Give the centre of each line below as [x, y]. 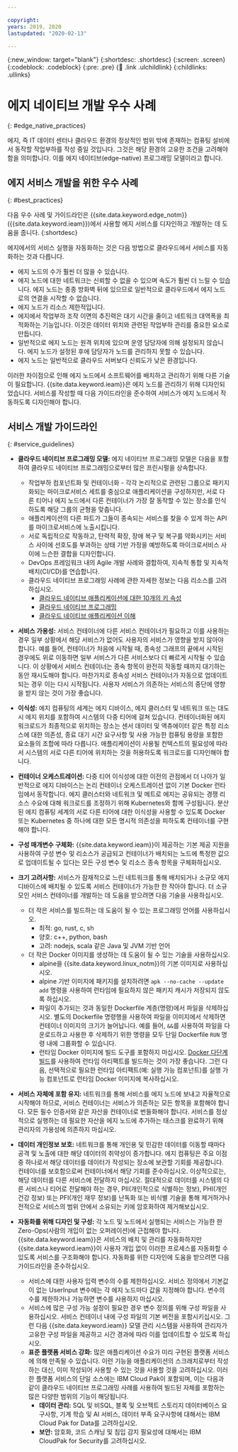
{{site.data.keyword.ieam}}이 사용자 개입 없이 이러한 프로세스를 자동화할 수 [123, 1248]
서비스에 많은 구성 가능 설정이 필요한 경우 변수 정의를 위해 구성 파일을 [124, 1307]
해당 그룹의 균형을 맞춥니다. [85, 509]
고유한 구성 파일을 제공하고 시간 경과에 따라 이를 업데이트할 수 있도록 [123, 1334]
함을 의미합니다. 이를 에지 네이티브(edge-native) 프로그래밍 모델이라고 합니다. [115, 158]
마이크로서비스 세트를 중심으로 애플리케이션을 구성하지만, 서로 [132, 491]
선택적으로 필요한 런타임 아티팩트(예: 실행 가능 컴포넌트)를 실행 [135, 1069]
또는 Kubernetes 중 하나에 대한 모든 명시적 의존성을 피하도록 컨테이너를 [117, 820]
